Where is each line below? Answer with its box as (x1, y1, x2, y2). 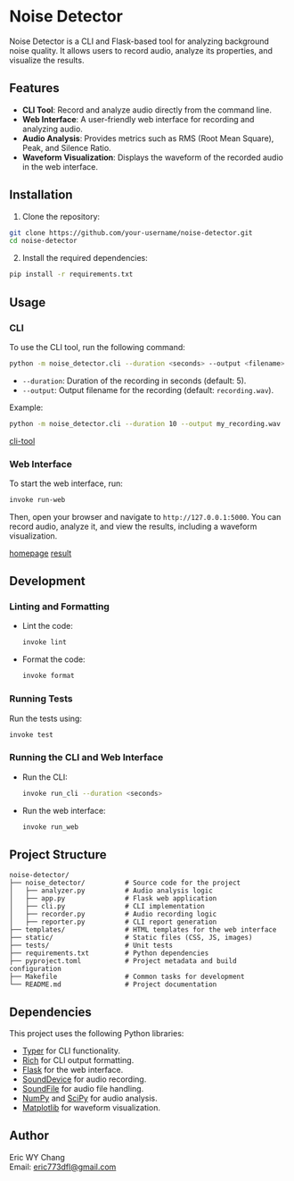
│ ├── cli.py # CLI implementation (9, 902, 205, 911)
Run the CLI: (21, 771, 69, 783)
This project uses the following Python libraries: (9, 1028, 184, 1039)
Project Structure (9, 847, 107, 862)
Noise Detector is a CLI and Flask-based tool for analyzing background (9, 36, 270, 46)
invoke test (9, 730, 53, 739)
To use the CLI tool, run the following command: (9, 341, 185, 352)
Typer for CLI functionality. (21, 1045, 121, 1056)
